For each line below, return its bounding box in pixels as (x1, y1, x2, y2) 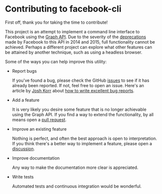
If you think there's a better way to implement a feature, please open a (12, 140, 152, 146)
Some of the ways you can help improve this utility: (5, 59, 107, 64)
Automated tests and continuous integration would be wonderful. (12, 183, 142, 189)
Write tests (12, 174, 34, 179)
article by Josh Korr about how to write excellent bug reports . (12, 88, 134, 93)
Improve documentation (12, 155, 60, 161)
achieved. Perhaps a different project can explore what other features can (5, 44, 152, 50)
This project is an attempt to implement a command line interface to (5, 29, 140, 34)
